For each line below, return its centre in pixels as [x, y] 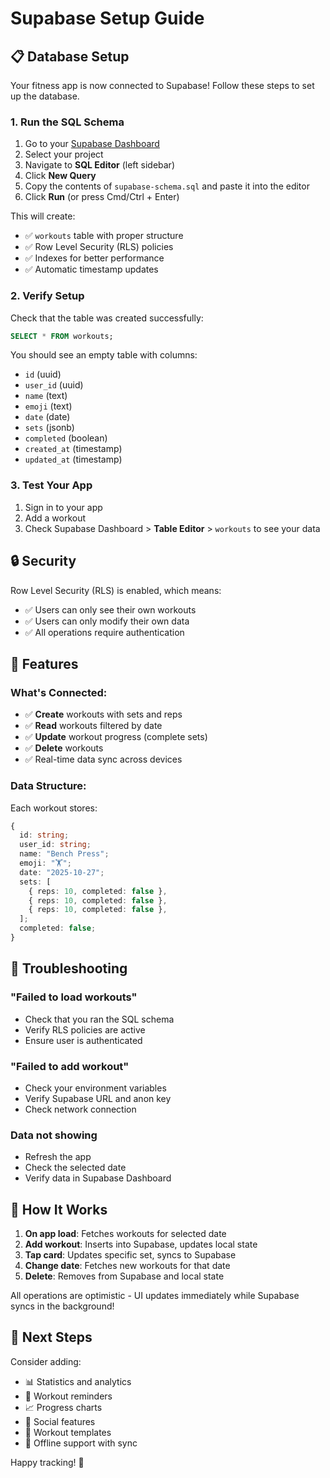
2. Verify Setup [47, 296]
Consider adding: [46, 1361]
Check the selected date [75, 1168]
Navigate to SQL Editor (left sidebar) [99, 165]
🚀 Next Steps [51, 1337]
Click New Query [60, 176]
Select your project [64, 154]
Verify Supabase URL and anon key [98, 1098]
